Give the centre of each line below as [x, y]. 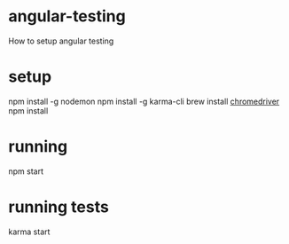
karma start [29, 232]
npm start [26, 171]
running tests [59, 207]
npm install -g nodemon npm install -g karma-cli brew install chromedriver [144, 101]
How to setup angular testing [61, 41]
